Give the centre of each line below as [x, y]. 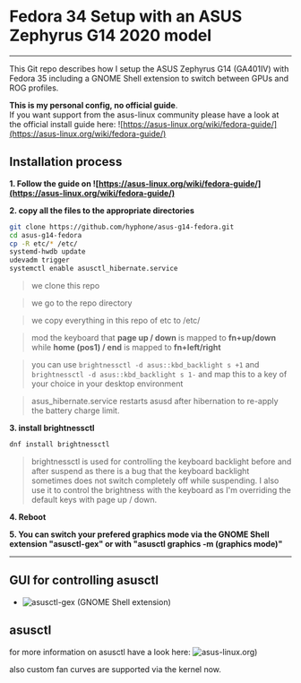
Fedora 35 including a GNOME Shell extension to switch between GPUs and [149, 78]
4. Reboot [28, 516]
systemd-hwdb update [48, 252]
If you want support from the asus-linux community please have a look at [144, 115]
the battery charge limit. [75, 411]
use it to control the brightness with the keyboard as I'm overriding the [161, 489]
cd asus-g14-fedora [46, 235]
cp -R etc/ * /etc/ [43, 244]
